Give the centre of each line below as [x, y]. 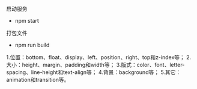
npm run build [32, 45]
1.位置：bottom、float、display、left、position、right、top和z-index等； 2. [99, 57]
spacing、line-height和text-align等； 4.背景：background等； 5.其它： [94, 72]
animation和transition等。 [38, 80]
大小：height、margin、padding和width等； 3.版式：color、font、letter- [95, 65]
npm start [27, 21]
